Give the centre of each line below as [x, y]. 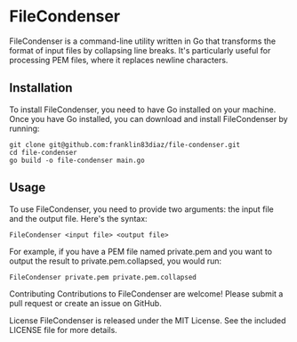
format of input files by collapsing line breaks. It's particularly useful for [140, 50]
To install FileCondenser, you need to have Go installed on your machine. [143, 110]
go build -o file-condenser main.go [77, 160]
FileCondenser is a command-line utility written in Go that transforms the [143, 41]
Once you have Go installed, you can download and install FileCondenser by [148, 118]
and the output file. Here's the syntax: [79, 218]
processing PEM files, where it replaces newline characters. [119, 60]
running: [24, 128]
